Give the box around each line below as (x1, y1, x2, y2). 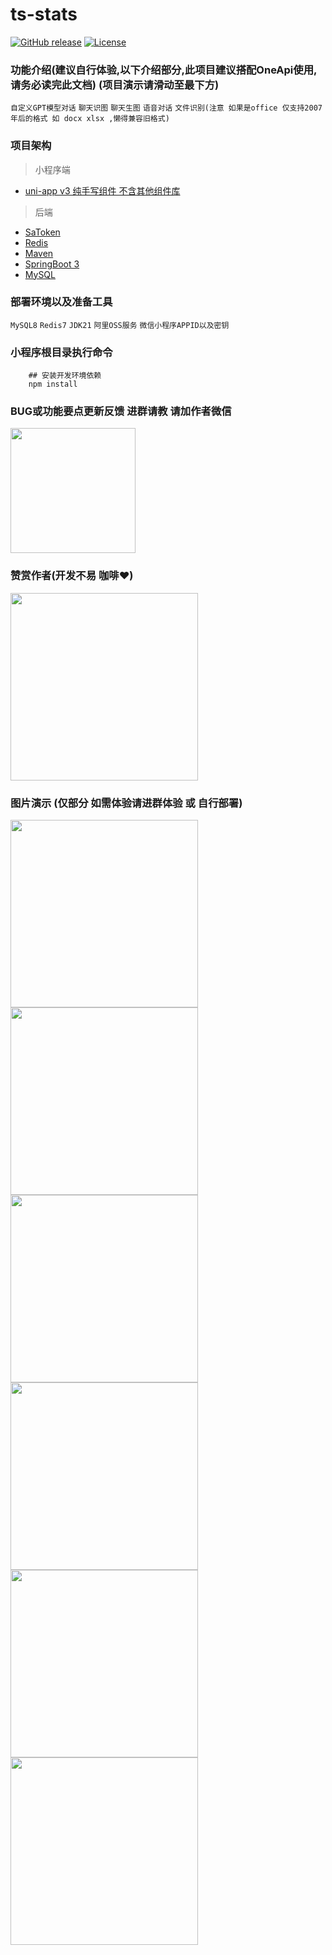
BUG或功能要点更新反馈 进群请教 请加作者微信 (10, 404, 232, 418)
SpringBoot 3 (24, 258, 80, 270)
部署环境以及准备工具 (10, 295, 113, 309)
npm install (28, 379, 78, 390)
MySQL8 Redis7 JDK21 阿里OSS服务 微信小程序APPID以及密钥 (10, 320, 230, 330)
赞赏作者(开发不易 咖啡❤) (10, 569, 134, 583)
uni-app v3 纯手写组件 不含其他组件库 (24, 184, 181, 197)
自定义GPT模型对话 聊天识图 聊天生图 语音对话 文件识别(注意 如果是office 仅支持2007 (10, 103, 323, 113)
